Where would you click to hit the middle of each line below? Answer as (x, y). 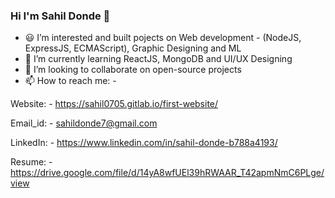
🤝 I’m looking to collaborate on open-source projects (133, 70)
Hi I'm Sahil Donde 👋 (60, 16)
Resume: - (31, 162)
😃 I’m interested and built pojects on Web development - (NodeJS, (163, 38)
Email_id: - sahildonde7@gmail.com (84, 123)
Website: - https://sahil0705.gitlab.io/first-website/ (114, 104)
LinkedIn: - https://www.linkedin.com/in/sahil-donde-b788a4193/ (144, 143)
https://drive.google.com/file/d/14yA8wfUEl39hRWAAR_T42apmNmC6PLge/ (167, 173)
